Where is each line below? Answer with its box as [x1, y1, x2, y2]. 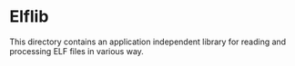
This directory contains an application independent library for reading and [9, 36, 287, 47]
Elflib [9, 6, 49, 27]
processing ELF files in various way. [9, 45, 144, 56]
